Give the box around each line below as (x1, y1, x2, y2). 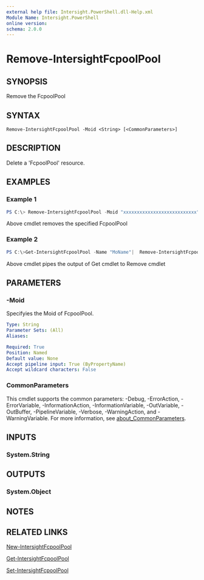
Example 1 (6, 195, 37, 204)
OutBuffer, (6, 408, 32, 415)
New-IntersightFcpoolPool (6, 543, 72, 551)
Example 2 (6, 235, 38, 244)
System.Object (6, 487, 52, 496)
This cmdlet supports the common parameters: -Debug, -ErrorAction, (6, 395, 180, 403)
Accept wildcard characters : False (6, 367, 97, 373)
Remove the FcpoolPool (6, 93, 66, 100)
